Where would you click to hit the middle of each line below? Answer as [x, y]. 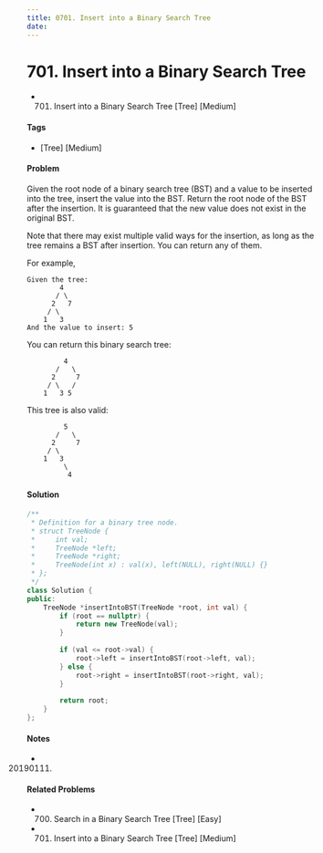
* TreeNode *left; [74, 548]
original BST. [51, 218]
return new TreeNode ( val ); [127, 624]
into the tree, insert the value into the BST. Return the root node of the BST [167, 198]
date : [37, 26]
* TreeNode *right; [76, 557]
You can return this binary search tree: [99, 344]
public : [42, 598]
